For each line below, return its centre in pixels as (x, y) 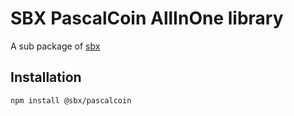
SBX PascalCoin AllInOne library (147, 18)
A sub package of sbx (55, 46)
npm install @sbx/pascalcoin (71, 100)
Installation (46, 77)
